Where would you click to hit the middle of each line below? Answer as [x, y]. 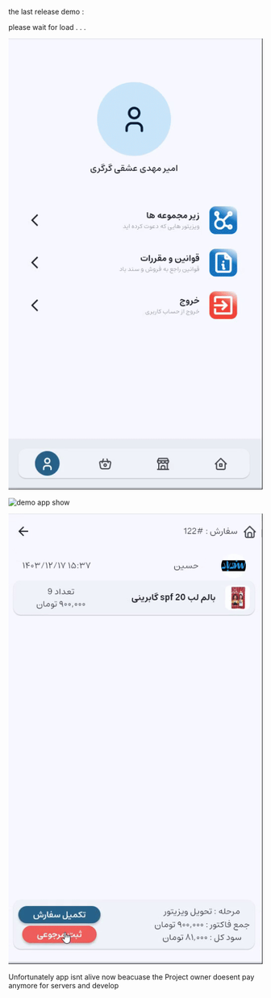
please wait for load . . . [47, 27]
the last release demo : [46, 12]
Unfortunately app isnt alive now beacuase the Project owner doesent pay [131, 977]
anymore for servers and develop [64, 986]
